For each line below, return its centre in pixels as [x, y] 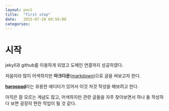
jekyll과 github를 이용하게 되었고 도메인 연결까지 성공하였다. [64, 65]
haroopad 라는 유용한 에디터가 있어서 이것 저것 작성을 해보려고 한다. [72, 86]
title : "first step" [28, 15]
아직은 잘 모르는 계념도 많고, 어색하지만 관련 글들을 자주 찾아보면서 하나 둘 [78, 97]
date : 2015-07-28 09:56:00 [36, 19]
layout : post [19, 10]
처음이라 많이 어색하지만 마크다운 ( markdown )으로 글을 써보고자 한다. [73, 76]
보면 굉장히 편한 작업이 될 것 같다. [43, 103]
